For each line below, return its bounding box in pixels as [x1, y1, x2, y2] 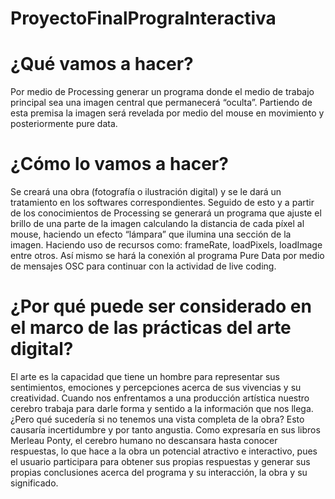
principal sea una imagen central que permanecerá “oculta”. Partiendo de [10, 97, 313, 109]
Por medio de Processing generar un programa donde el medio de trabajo [10, 86, 315, 98]
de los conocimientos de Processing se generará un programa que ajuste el [10, 207, 322, 219]
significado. [10, 477, 59, 489]
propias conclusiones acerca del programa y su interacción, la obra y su [10, 467, 308, 478]
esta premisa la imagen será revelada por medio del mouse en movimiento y [10, 107, 325, 119]
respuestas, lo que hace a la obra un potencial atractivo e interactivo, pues [10, 445, 318, 457]
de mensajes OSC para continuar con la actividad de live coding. [10, 260, 277, 272]
